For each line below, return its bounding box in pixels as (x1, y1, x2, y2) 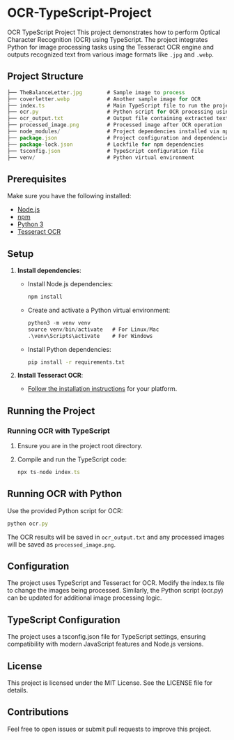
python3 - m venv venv (27, 319, 91, 326)
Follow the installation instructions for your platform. (27, 385, 178, 393)
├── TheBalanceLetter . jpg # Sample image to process (7, 89, 186, 96)
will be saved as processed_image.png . (7, 540, 116, 549)
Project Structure (7, 71, 84, 82)
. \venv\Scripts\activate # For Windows (27, 332, 153, 339)
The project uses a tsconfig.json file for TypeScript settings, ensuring (7, 632, 206, 641)
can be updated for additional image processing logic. (7, 593, 162, 602)
